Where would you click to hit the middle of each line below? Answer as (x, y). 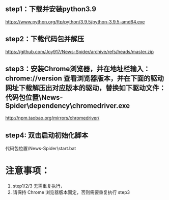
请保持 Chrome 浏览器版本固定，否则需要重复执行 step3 (71, 192)
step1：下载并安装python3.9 (51, 9)
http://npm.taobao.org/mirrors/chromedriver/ (52, 118)
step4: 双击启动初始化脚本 (47, 135)
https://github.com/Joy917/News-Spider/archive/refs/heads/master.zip (80, 51)
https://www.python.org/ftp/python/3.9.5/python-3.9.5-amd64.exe (75, 21)
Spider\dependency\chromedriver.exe (68, 106)
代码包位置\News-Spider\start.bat (41, 149)
